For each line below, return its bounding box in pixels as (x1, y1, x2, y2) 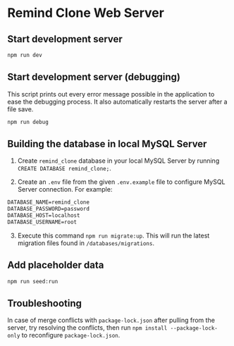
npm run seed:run (7, 278, 58, 285)
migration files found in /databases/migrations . (17, 238, 155, 247)
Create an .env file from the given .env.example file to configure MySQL (17, 178, 226, 186)
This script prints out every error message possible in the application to (7, 89, 215, 98)
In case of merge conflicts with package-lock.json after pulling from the (7, 316, 215, 325)
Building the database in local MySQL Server (7, 137, 207, 149)
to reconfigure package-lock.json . (21, 331, 121, 340)
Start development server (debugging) (7, 71, 181, 83)
